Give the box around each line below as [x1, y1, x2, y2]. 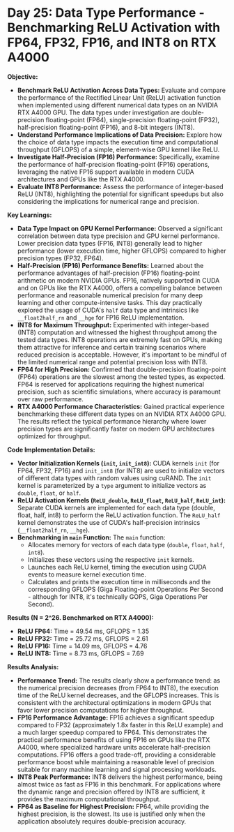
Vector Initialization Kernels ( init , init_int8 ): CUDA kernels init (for [17, 459, 219, 467]
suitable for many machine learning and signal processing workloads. [17, 765, 217, 773]
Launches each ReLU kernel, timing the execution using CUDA [27, 563, 207, 571]
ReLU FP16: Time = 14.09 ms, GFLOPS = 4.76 [17, 641, 148, 650]
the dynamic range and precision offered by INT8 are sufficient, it [17, 787, 205, 796]
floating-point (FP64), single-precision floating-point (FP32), [45, 115, 220, 124]
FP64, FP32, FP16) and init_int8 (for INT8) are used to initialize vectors [17, 466, 225, 475]
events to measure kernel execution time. [27, 570, 146, 579]
